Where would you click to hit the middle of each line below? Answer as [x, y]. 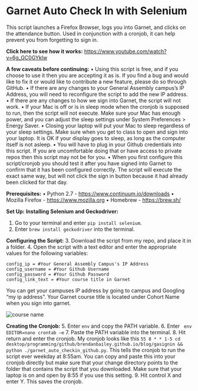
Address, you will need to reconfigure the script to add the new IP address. [97, 94]
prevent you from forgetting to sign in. [52, 40]
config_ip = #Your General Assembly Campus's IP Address [77, 264]
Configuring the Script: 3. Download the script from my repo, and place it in [99, 240]
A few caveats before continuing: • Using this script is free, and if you [92, 69]
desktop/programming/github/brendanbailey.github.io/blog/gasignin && [95, 344]
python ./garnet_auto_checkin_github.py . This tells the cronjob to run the [96, 350]
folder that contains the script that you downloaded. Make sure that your [94, 369]
